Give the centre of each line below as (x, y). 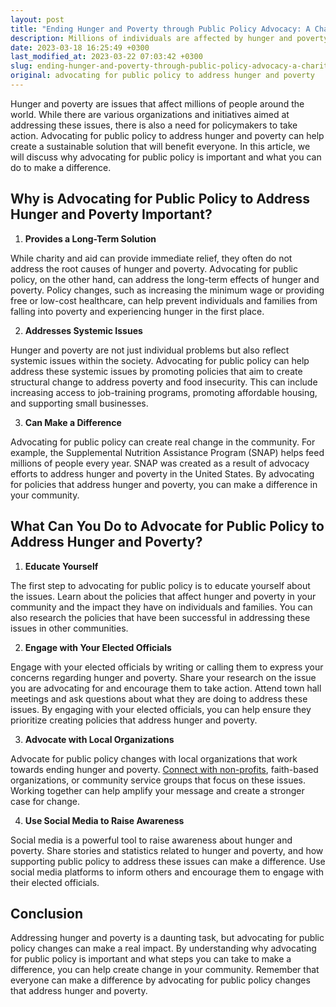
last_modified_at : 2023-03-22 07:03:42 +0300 (106, 57)
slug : (21, 66)
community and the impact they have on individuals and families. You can (161, 607)
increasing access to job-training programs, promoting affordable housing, (164, 392)
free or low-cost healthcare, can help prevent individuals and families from (164, 300)
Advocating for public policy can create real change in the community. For (163, 442)
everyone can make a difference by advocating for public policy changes (160, 980)
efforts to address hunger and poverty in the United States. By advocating (162, 473)
